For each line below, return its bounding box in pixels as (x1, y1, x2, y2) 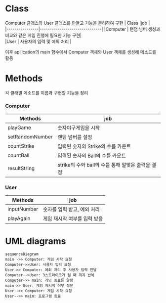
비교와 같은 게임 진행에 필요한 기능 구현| (5, 32, 82, 38)
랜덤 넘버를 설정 (57, 134, 92, 141)
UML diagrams (5, 235, 66, 247)
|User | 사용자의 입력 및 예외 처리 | (5, 38, 72, 44)
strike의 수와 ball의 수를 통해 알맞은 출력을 (57, 162, 151, 169)
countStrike (7, 143, 35, 150)
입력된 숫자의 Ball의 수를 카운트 (57, 152, 126, 159)
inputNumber (7, 206, 39, 213)
